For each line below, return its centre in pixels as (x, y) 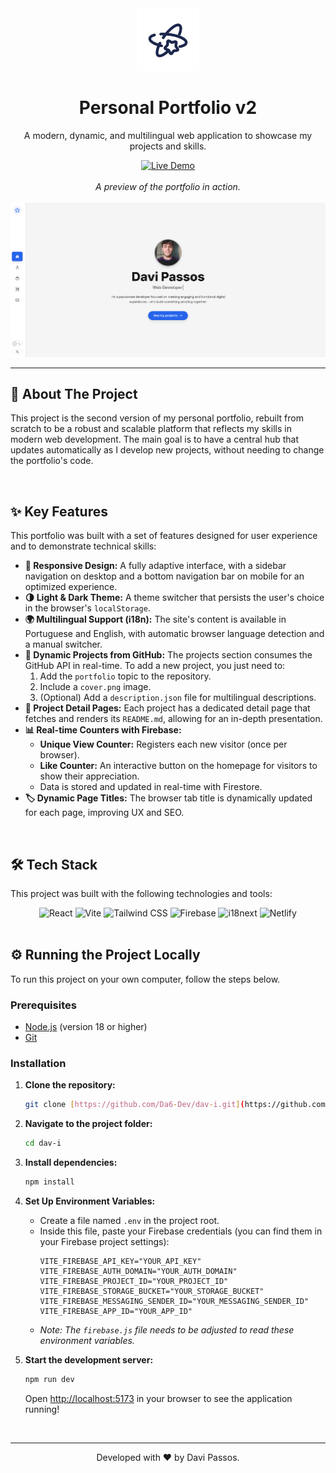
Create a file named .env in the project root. (129, 1220)
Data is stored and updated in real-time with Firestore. (151, 787)
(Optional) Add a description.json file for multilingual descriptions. (178, 698)
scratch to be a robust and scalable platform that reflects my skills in (151, 429)
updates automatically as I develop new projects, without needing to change (167, 450)
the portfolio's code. (52, 461)
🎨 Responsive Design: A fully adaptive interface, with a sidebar (155, 566)
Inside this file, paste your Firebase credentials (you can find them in (181, 1231)
